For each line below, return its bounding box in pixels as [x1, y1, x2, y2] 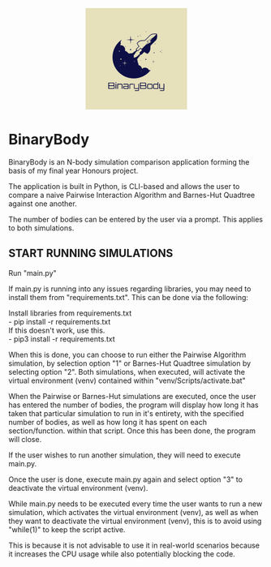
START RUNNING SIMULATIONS [8, 247, 174, 260]
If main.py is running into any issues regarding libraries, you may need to [8, 284, 252, 294]
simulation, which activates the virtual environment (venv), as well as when [8, 507, 259, 517]
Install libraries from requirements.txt [8, 308, 132, 318]
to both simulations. [8, 223, 75, 233]
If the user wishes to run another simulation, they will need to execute [8, 450, 241, 460]
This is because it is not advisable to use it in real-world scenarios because [8, 540, 260, 550]
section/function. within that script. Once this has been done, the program [8, 426, 256, 436]
